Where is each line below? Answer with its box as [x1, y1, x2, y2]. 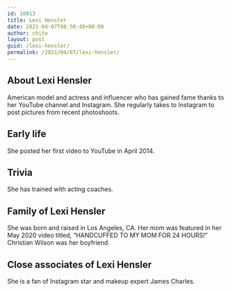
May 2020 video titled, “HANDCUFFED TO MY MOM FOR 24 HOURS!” [7, 231, 208, 240]
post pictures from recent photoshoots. [7, 108, 120, 116]
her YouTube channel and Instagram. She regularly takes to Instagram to [7, 100, 214, 108]
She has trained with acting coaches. [7, 185, 113, 193]
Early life [7, 128, 47, 140]
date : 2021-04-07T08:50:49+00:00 [7, 23, 104, 30]
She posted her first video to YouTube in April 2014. [7, 147, 155, 155]
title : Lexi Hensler [7, 17, 67, 24]
